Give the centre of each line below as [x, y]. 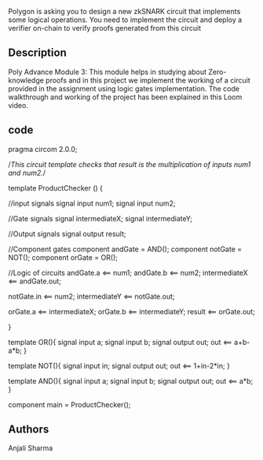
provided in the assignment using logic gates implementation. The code [124, 88]
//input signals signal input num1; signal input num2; [92, 203]
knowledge [26, 80]
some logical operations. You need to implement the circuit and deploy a [125, 20]
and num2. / [27, 172]
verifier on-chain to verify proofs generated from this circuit [105, 28]
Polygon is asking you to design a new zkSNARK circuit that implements [124, 11]
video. [18, 105]
